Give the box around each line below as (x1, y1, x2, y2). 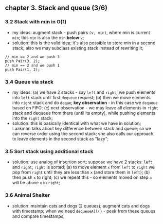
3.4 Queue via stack (5, 78, 54, 85)
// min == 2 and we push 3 (5, 54, 60, 59)
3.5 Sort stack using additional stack (5, 148, 93, 155)
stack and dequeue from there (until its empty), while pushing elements (12, 110, 156, 116)
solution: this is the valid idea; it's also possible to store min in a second (12, 40, 156, 46)
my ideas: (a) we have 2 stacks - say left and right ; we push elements (12, 89, 156, 95)
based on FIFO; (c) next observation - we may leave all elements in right (12, 104, 159, 111)
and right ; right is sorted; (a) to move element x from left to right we (12, 164, 155, 170)
